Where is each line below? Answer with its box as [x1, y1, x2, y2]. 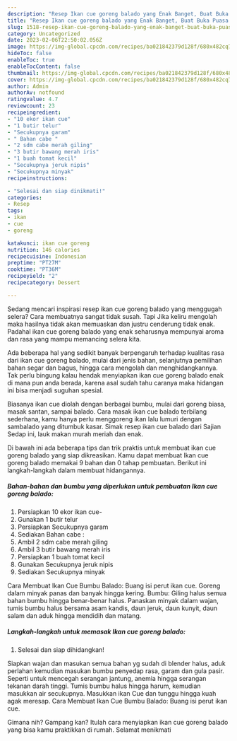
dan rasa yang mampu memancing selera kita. [7, 334, 142, 343]
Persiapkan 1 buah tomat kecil [17, 552, 104, 561]
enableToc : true [7, 57, 55, 64]
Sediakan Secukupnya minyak [17, 567, 106, 576]
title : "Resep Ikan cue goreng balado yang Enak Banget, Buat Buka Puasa [7, 17, 229, 24]
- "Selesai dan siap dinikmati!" [7, 187, 106, 194]
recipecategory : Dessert [7, 279, 80, 286]
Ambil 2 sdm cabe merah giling [17, 537, 108, 546]
